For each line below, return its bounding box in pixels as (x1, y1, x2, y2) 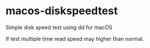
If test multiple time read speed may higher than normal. (5, 35, 145, 42)
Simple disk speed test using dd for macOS (5, 24, 113, 31)
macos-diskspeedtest (5, 4, 118, 18)
